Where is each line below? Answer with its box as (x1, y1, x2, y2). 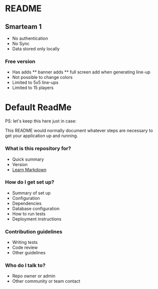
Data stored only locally (12, 46, 60, 51)
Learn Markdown (12, 167, 47, 172)
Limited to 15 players (12, 85, 54, 91)
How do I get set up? (5, 179, 55, 186)
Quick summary (12, 156, 44, 162)
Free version (5, 58, 36, 65)
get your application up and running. (5, 133, 78, 139)
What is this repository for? (5, 145, 72, 152)
